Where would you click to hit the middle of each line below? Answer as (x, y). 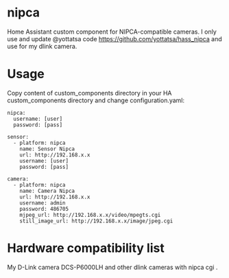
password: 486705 (44, 209)
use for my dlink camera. (42, 46)
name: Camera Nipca (47, 191)
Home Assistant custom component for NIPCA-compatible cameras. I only (112, 32)
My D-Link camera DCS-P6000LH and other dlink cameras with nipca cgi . (112, 267)
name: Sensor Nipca (47, 149)
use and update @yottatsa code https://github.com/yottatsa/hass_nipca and (114, 38)
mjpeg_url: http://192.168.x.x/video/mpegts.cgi (90, 215)
